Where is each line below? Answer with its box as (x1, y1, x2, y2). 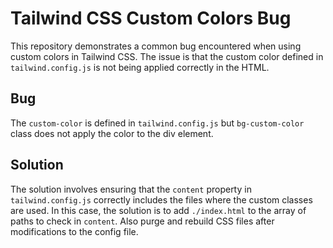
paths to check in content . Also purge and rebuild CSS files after (10, 215, 275, 227)
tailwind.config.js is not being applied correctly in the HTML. (10, 61, 270, 73)
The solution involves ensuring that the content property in (10, 183, 252, 195)
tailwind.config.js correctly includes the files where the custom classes (10, 193, 313, 206)
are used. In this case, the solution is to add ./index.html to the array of (10, 204, 307, 216)
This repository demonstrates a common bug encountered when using (10, 40, 302, 52)
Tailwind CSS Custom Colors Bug (10, 7, 292, 30)
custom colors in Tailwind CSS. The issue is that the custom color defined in (10, 50, 324, 62)
